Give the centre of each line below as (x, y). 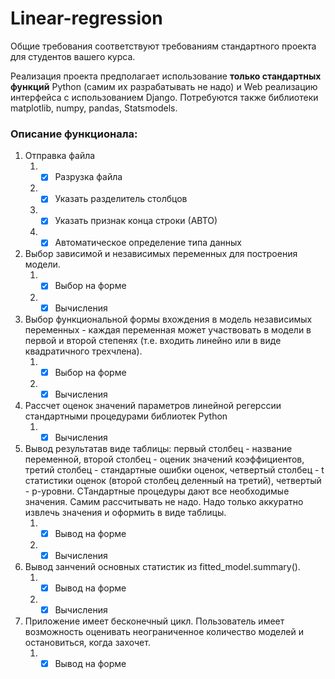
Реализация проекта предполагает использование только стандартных (166, 76)
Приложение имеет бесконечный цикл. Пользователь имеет (154, 621)
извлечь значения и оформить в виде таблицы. (125, 512)
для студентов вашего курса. (73, 56)
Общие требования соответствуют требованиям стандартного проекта (163, 46)
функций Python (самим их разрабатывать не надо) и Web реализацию (164, 86)
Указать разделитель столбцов (121, 199)
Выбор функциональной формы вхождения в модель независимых (168, 319)
